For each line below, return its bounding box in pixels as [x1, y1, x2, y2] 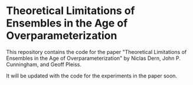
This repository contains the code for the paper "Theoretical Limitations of [6, 48, 187, 55]
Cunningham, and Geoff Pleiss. [6, 60, 81, 68]
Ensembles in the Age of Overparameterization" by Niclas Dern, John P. [6, 55, 181, 62]
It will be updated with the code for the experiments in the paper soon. [6, 72, 178, 79]
